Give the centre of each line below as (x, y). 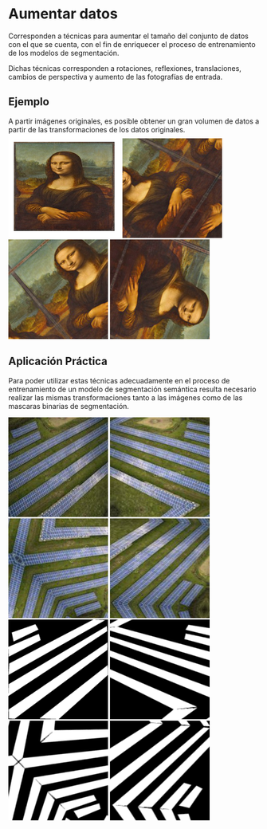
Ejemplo (29, 102)
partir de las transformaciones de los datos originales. (97, 129)
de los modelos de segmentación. (64, 53)
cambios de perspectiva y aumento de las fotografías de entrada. (116, 77)
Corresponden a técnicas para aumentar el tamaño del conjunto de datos (128, 36)
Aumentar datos (63, 14)
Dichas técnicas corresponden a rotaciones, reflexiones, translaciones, (125, 68)
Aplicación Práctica (58, 361)
